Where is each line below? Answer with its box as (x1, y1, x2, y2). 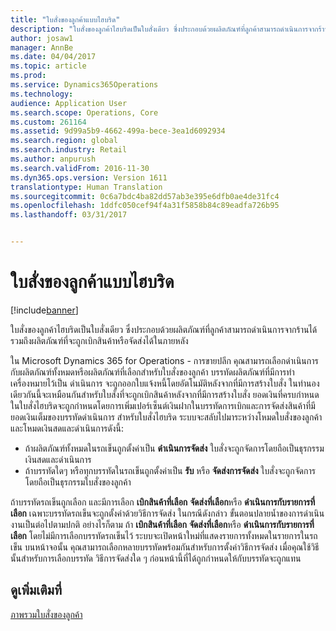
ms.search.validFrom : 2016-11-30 (10, 163, 150, 173)
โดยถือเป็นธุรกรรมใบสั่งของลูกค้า (24, 476, 132, 488)
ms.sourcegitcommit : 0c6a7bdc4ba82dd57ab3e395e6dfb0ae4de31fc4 (10, 191, 280, 201)
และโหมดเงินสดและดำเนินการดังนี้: (10, 422, 124, 434)
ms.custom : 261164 (10, 117, 87, 127)
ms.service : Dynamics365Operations (10, 80, 159, 90)
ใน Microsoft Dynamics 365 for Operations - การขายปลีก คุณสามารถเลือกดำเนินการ (10, 354, 319, 366)
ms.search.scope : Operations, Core (10, 107, 159, 118)
